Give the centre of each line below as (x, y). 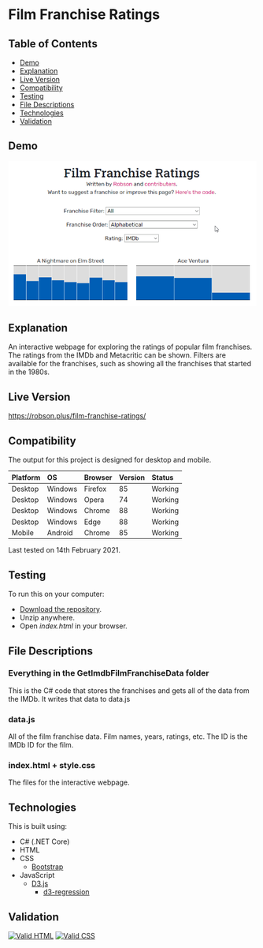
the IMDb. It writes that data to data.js (69, 699)
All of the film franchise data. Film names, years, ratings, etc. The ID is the (128, 736)
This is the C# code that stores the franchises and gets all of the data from (129, 690)
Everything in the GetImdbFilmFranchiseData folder (109, 673)
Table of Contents (53, 44)
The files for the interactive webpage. (69, 782)
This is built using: (38, 826)
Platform (26, 477)
